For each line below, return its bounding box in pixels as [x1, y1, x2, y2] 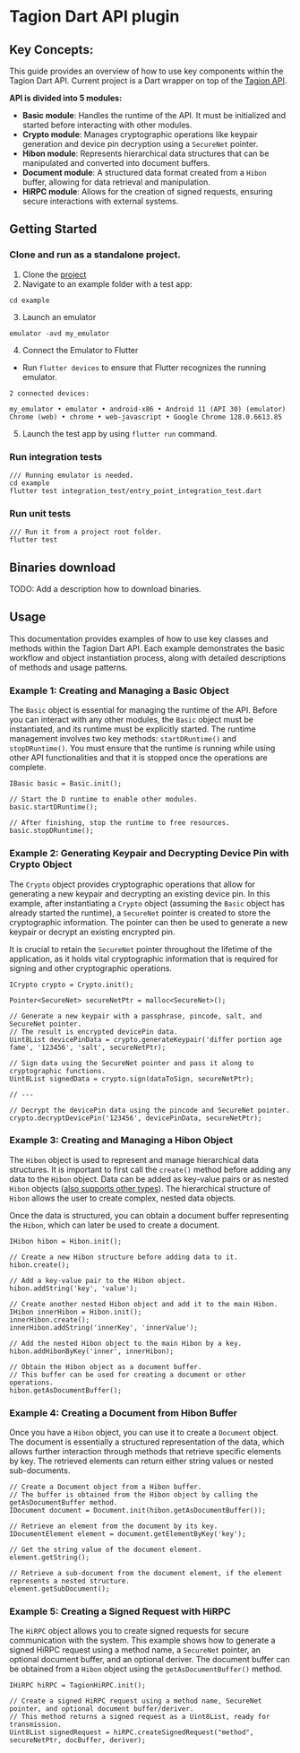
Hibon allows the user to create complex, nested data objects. [9, 1193, 236, 1203]
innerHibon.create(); [9, 1315, 90, 1324]
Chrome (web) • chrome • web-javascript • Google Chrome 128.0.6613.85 [9, 412, 282, 421]
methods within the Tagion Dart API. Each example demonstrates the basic [9, 643, 285, 654]
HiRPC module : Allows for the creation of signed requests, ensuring [21, 187, 273, 196]
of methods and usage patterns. [9, 662, 128, 673]
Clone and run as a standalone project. [9, 248, 181, 261]
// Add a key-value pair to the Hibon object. [9, 1276, 186, 1285]
